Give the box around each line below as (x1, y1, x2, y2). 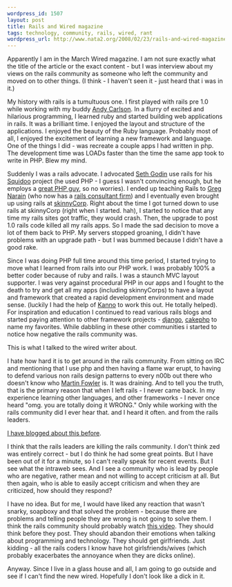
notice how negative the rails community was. (7, 330, 138, 339)
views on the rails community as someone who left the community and (7, 70, 209, 78)
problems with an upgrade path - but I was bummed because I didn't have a (7, 236, 223, 244)
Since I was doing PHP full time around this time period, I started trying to (7, 257, 216, 265)
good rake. (7, 243, 38, 252)
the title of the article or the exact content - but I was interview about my (7, 62, 213, 71)
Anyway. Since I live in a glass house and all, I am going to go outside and (7, 565, 217, 573)
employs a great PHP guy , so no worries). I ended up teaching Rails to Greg (7, 185, 222, 193)
